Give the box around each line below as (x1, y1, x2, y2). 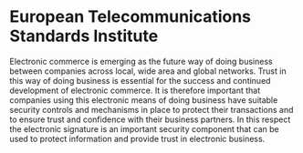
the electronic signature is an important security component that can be (9, 123, 280, 134)
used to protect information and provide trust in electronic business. (9, 133, 266, 144)
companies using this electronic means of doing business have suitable (9, 94, 278, 106)
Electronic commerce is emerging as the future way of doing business (9, 56, 273, 66)
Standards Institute (9, 25, 159, 46)
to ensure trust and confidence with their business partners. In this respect (9, 114, 291, 125)
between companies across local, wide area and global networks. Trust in (9, 66, 287, 76)
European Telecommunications (9, 6, 252, 27)
